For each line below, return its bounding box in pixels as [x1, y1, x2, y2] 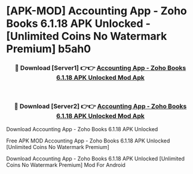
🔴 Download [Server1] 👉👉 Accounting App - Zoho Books [14, 64, 186, 72]
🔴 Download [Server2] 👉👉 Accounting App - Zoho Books [14, 102, 187, 111]
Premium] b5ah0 [6, 42, 91, 56]
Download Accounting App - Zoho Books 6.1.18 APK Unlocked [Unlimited [6, 155, 185, 162]
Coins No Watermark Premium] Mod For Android [6, 161, 125, 168]
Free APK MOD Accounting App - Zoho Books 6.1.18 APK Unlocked [6, 137, 170, 144]
